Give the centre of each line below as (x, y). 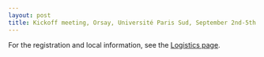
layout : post (30, 15)
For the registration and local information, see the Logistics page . (114, 45)
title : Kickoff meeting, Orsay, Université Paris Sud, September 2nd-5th (132, 23)
